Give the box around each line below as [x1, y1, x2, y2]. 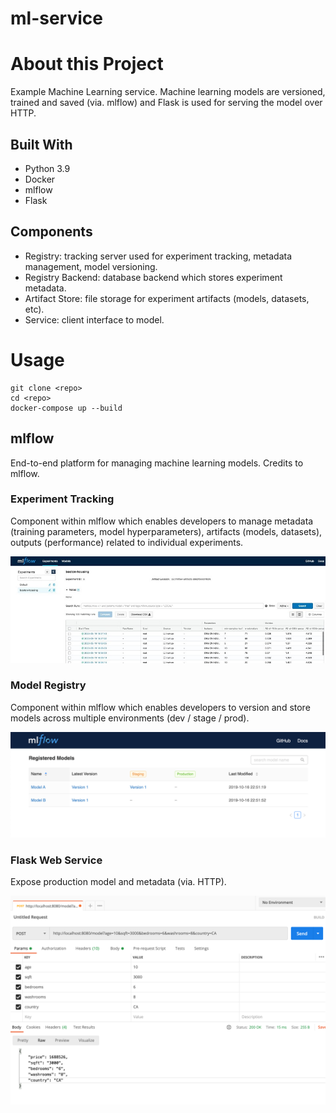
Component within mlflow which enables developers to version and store [10, 701, 311, 713]
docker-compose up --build [10, 403, 123, 413]
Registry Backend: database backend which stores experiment [24, 271, 283, 283]
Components [10, 223, 93, 241]
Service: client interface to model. [24, 313, 165, 326]
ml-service [10, 7, 103, 30]
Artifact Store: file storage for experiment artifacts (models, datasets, [24, 292, 310, 304]
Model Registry [10, 678, 87, 692]
